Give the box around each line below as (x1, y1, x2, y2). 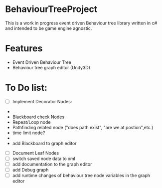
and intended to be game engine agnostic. (5, 25, 92, 31)
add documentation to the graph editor (12, 161, 92, 167)
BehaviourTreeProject (5, 3, 98, 15)
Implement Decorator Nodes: (12, 98, 72, 104)
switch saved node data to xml (12, 156, 76, 162)
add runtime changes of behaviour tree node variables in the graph (12, 173, 151, 179)
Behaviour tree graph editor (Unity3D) (12, 64, 91, 70)
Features (5, 43, 43, 54)
